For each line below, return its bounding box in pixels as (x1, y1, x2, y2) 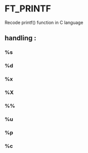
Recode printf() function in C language (4, 19, 84, 25)
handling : (4, 34, 37, 42)
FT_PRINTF (4, 3, 51, 14)
